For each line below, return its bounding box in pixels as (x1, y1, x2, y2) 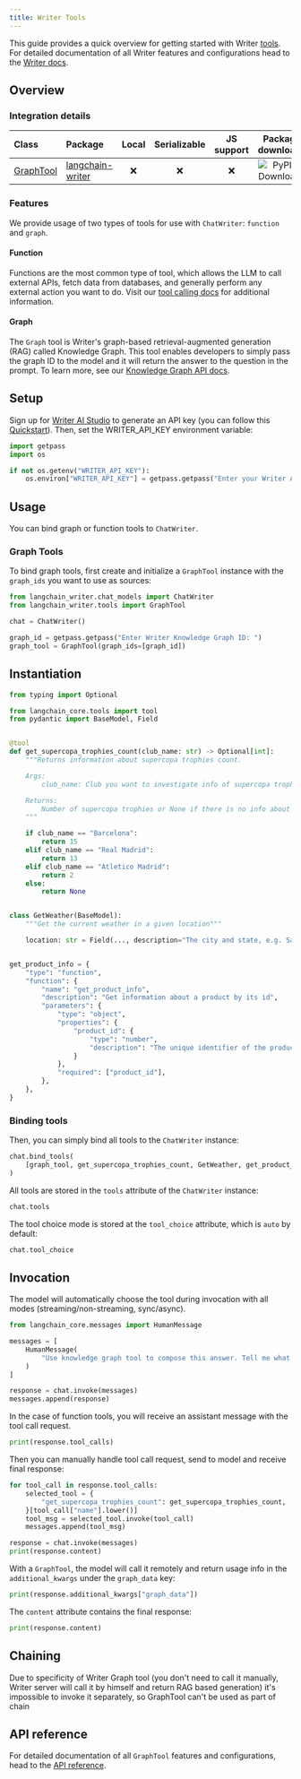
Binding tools (9, 1114, 69, 1127)
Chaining (9, 1648, 61, 1663)
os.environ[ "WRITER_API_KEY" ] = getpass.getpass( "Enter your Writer (25, 474, 287, 484)
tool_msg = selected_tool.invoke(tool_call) (25, 1514, 194, 1524)
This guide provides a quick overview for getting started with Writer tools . (9, 38, 281, 48)
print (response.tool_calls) (9, 1438, 115, 1447)
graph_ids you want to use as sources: (9, 575, 152, 586)
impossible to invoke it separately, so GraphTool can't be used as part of (9, 1691, 276, 1702)
